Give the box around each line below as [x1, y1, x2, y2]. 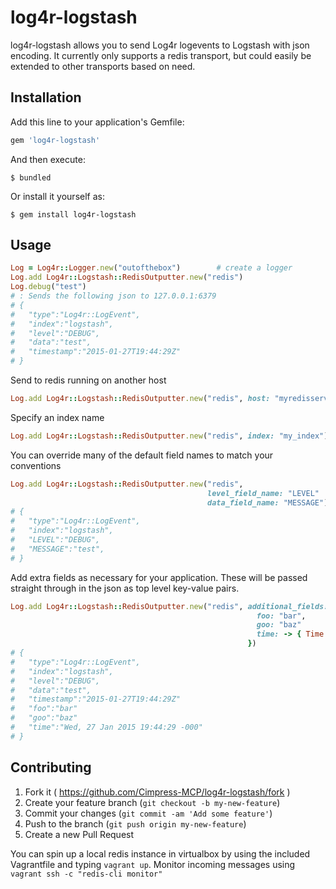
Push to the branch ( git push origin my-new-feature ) [24, 817, 247, 830]
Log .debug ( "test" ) [10, 282, 87, 292]
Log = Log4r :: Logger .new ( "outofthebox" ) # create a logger [10, 263, 293, 273]
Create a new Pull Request [24, 828, 135, 840]
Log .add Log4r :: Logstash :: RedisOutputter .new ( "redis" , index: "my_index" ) [10, 431, 329, 441]
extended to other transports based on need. [10, 60, 196, 72]
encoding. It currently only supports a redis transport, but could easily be [10, 49, 312, 61]
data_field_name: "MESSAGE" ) [207, 497, 329, 508]
